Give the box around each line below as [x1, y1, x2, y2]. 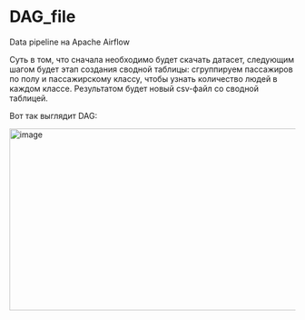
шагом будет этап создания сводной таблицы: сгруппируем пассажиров [9, 64, 293, 75]
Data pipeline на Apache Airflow [9, 36, 130, 47]
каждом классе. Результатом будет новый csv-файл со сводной [9, 83, 260, 94]
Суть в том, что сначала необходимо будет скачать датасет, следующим [9, 54, 295, 65]
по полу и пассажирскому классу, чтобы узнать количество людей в [9, 73, 279, 84]
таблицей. [9, 93, 48, 104]
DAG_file [9, 6, 76, 27]
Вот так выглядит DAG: [9, 110, 98, 121]
